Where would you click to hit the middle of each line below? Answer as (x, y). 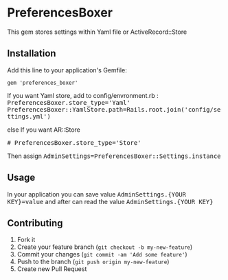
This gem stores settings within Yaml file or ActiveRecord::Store (97, 32)
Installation (32, 53)
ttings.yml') (29, 116)
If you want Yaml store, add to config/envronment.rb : (83, 95)
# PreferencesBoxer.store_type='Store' (74, 142)
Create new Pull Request (52, 269)
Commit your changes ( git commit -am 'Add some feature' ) (102, 254)
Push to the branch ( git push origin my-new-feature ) (93, 262)
